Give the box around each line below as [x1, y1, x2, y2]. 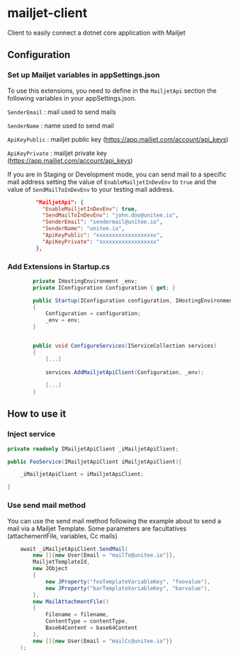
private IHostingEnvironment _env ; [33, 278, 138, 285]
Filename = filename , [45, 611, 110, 618]
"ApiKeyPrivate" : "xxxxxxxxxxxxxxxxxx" [42, 238, 160, 245]
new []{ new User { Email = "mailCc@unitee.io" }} [33, 637, 173, 645]
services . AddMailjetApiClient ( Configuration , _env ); [45, 368, 204, 376]
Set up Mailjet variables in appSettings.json [7, 70, 160, 80]
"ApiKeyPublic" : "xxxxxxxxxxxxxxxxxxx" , [42, 232, 163, 239]
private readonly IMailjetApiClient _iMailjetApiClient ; [7, 445, 179, 453]
